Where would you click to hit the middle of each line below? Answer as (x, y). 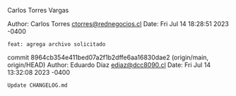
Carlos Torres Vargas (38, 10)
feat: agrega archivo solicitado (57, 44)
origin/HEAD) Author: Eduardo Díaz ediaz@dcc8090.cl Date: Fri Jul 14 (109, 65)
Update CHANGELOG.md (38, 85)
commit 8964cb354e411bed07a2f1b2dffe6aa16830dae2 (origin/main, (108, 57)
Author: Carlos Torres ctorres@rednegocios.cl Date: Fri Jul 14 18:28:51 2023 (118, 24)
